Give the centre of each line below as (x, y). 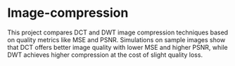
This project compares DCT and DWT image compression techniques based (118, 32)
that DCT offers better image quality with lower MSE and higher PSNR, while (118, 47)
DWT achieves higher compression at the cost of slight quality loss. (105, 55)
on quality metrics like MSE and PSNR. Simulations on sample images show (116, 39)
